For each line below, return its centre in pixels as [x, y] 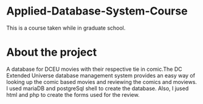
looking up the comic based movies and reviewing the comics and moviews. [102, 82]
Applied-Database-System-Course [97, 11]
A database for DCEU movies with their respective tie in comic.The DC [94, 69]
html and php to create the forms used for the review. [73, 94]
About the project [52, 52]
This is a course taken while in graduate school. [66, 28]
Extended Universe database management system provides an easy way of [101, 75]
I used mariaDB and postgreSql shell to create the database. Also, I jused [98, 88]
